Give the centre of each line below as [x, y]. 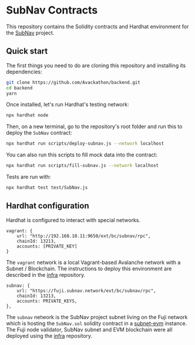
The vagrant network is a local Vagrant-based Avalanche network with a [93, 262]
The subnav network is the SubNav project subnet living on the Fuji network [97, 317]
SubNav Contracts [52, 10]
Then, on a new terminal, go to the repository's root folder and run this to [94, 126]
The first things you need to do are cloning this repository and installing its [96, 65]
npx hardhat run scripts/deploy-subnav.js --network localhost [85, 144]
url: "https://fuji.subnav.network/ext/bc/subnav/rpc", [87, 291]
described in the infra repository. [46, 274]
